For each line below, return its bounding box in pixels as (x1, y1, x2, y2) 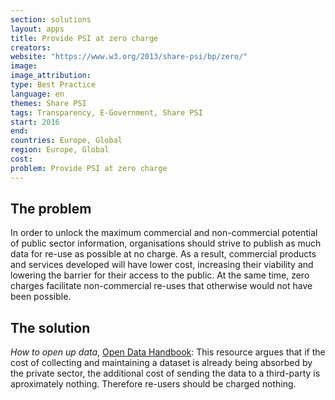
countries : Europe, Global (10, 136, 123, 146)
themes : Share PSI (10, 98, 87, 108)
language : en (10, 89, 65, 99)
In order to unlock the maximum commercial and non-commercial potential (10, 227, 318, 239)
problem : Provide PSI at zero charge (10, 163, 168, 173)
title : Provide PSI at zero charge (10, 33, 159, 43)
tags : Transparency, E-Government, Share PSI (10, 107, 203, 118)
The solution (10, 319, 91, 336)
